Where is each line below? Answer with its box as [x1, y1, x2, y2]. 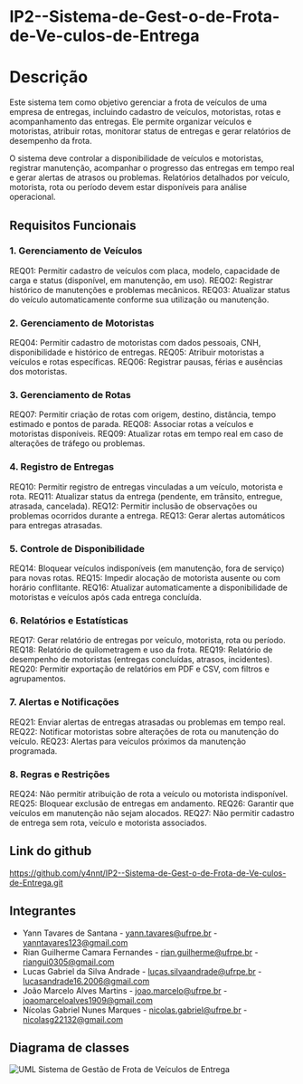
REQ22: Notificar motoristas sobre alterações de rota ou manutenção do [9, 726, 279, 737]
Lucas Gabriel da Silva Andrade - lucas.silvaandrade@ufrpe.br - [22, 965, 262, 976]
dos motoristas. [9, 366, 68, 377]
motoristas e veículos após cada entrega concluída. [9, 592, 202, 603]
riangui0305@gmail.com [22, 956, 115, 967]
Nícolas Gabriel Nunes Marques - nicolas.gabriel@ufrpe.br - [22, 1004, 248, 1015]
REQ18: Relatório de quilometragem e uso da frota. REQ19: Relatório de [9, 644, 273, 655]
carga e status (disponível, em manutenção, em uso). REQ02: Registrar [9, 274, 274, 286]
